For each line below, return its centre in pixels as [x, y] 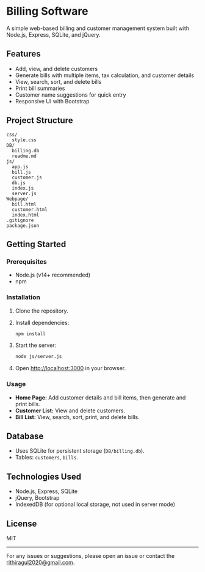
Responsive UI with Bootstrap [52, 101]
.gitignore [20, 220]
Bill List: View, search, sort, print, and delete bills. [77, 417]
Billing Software [47, 11]
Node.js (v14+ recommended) [53, 275]
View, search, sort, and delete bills [58, 81]
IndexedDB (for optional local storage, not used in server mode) [95, 504]
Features [23, 54]
